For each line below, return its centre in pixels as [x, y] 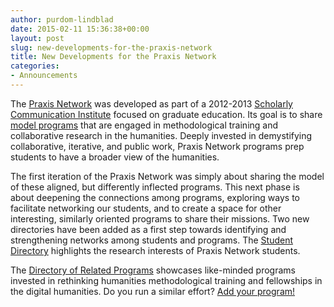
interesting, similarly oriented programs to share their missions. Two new [160, 218]
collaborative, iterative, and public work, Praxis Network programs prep [157, 146]
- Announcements [44, 76]
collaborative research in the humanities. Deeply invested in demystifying [161, 135]
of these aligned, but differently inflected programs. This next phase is [155, 187]
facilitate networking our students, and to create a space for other [146, 208]
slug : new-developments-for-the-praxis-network [111, 47]
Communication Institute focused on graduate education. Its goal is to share [166, 114]
